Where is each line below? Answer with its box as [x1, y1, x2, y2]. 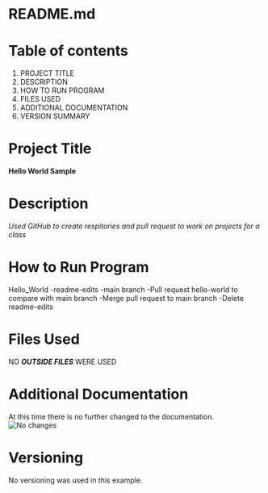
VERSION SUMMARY [19, 111, 90, 121]
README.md [8, 5, 96, 23]
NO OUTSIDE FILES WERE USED [8, 357, 117, 366]
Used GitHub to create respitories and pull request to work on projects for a [8, 221, 260, 231]
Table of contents [8, 42, 129, 61]
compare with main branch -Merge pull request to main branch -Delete [8, 293, 245, 303]
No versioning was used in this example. [8, 475, 143, 485]
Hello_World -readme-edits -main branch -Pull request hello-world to [8, 284, 238, 295]
